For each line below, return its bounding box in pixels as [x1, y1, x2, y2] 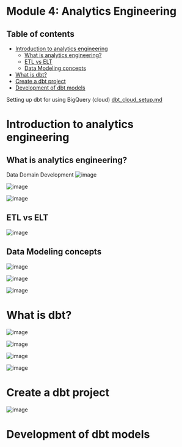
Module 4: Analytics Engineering [6, 4, 177, 18]
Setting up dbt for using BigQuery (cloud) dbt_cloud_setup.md [6, 96, 163, 103]
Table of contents [6, 29, 75, 39]
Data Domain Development [6, 171, 75, 178]
